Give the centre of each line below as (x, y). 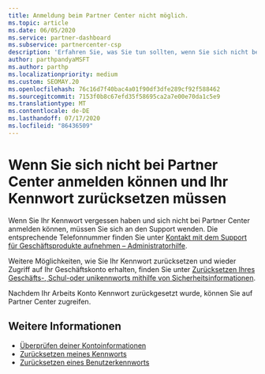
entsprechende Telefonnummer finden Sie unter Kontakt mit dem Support (127, 237)
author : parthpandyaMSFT (49, 60)
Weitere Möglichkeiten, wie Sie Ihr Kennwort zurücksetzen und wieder (122, 261)
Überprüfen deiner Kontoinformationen (83, 346)
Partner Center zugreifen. (50, 301)
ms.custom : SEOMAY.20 (44, 81)
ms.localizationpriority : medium (63, 74)
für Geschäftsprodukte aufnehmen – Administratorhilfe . (98, 245)
